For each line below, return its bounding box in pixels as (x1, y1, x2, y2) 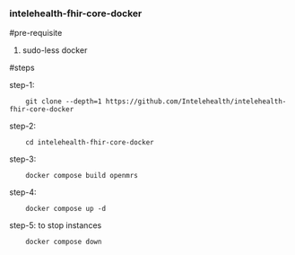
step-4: (9, 187, 38, 198)
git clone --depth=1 (25, 97, 102, 106)
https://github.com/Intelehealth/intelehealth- (105, 97, 287, 106)
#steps (9, 62, 35, 74)
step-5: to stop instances (9, 220, 102, 231)
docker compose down (25, 237, 102, 247)
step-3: (9, 154, 37, 164)
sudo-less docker (22, 45, 88, 56)
